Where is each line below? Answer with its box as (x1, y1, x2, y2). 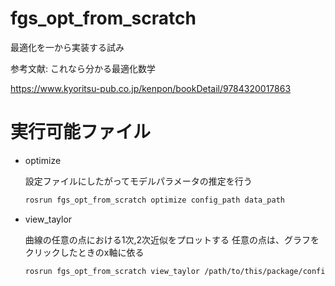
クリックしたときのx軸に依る (24, 246, 145, 258)
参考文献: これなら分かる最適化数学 (10, 62, 156, 74)
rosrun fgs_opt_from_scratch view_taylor (24, 266, 200, 276)
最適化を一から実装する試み (10, 41, 125, 53)
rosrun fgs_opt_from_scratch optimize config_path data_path (24, 195, 286, 205)
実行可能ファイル (10, 121, 152, 144)
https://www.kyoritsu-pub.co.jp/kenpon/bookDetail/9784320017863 (10, 82, 292, 94)
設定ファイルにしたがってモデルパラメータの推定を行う (24, 175, 253, 187)
